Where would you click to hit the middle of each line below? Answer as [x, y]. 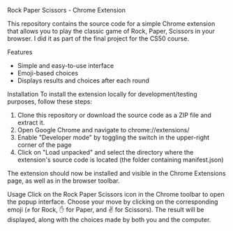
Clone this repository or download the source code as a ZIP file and [114, 115]
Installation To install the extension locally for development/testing [102, 94]
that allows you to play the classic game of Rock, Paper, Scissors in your [111, 31]
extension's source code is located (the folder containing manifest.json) [121, 160]
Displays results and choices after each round [83, 80]
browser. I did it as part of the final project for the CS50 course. [98, 38]
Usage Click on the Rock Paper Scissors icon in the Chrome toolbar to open [116, 194]
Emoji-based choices [48, 73]
